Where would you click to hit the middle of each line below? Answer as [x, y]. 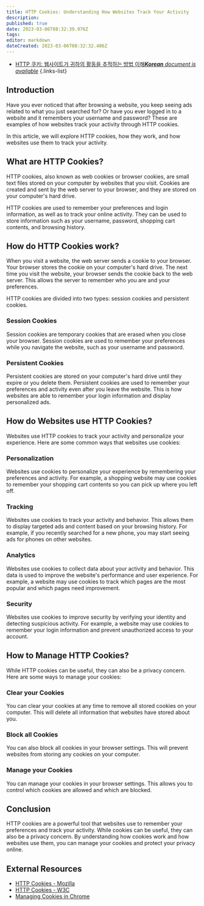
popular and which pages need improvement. [63, 588]
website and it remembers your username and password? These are [92, 118]
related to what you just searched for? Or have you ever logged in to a [94, 111]
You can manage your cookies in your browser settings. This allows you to [100, 783]
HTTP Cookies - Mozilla [45, 883]
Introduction [30, 90]
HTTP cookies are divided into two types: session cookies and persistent [98, 299]
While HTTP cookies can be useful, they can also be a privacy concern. [96, 670]
